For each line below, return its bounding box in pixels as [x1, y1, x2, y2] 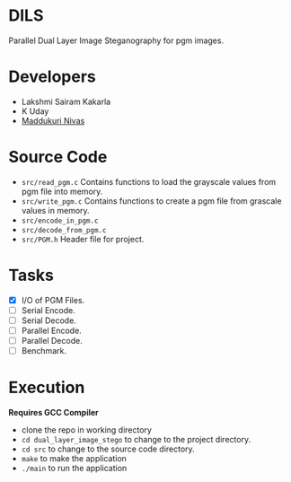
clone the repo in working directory [21, 425, 152, 435]
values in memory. [21, 205, 91, 215]
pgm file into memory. [21, 186, 103, 197]
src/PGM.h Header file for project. [21, 233, 145, 244]
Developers [8, 66, 96, 87]
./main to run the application [21, 463, 128, 474]
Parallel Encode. [21, 325, 82, 336]
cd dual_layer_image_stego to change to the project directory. [21, 434, 251, 445]
